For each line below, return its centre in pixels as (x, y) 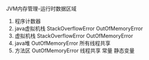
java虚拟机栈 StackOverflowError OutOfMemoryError (79, 29)
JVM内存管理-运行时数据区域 (41, 9)
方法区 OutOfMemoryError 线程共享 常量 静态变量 (74, 51)
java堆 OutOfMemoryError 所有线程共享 (62, 43)
